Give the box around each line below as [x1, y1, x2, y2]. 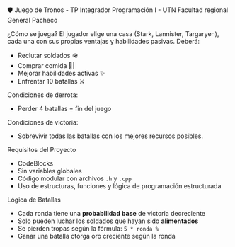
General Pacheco [7, 16, 58, 24]
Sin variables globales [17, 167, 83, 175]
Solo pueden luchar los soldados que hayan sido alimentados [17, 217, 199, 225]
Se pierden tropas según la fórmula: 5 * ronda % [17, 224, 159, 232]
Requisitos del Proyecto [7, 146, 76, 154]
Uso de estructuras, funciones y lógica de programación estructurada [17, 182, 222, 190]
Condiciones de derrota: [7, 91, 79, 99]
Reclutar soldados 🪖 [17, 52, 79, 59]
